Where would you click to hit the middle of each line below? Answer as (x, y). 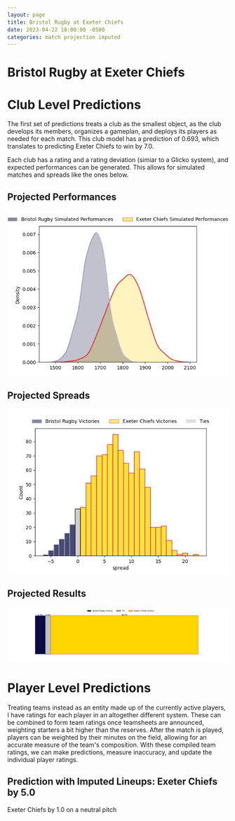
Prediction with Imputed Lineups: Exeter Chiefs (112, 782)
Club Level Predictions (74, 104)
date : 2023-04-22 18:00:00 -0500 (56, 29)
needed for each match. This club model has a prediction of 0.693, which (113, 139)
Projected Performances (62, 197)
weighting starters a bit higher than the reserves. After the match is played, (116, 730)
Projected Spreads (49, 395)
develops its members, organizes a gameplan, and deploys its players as (112, 131)
